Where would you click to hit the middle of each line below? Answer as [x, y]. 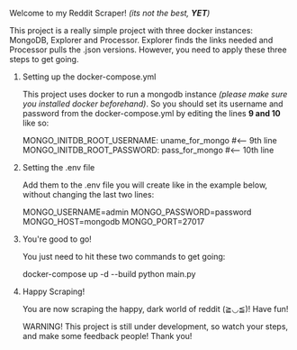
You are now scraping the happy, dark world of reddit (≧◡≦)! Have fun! [155, 309]
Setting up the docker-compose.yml [89, 77]
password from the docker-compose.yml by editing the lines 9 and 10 [151, 113]
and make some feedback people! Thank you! [107, 336]
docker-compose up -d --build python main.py [109, 274]
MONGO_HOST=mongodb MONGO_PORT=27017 [113, 221]
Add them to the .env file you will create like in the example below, [145, 185]
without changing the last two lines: [88, 194]
